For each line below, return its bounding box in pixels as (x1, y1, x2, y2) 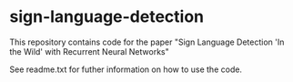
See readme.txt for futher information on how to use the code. (9, 64, 243, 75)
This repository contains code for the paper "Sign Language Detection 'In (9, 36, 285, 47)
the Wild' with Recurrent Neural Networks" (9, 46, 170, 56)
